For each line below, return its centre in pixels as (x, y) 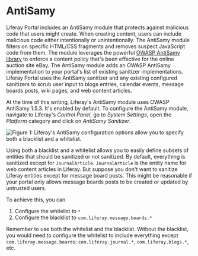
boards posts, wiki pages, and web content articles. (69, 90)
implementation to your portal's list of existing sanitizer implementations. (95, 71)
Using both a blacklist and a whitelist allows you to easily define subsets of (98, 150)
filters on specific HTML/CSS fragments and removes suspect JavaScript (96, 46)
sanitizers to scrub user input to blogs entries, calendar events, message (95, 84)
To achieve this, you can (36, 200)
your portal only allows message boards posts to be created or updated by (97, 182)
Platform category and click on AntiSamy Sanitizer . (69, 121)
